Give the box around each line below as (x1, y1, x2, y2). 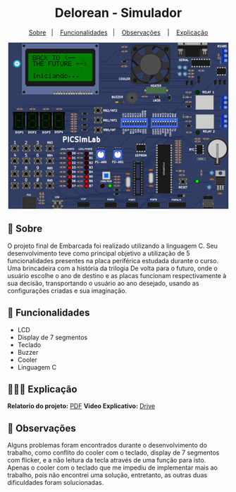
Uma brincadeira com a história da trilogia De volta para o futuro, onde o (7, 264, 218, 272)
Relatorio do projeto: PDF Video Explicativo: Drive (7, 402, 156, 410)
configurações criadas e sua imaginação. (7, 286, 128, 295)
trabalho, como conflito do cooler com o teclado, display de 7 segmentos (7, 448, 220, 457)
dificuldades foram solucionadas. (7, 479, 104, 487)
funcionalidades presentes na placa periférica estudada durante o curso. (7, 256, 219, 265)
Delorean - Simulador (54, 5, 182, 21)
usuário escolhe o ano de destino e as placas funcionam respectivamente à (7, 271, 227, 279)
